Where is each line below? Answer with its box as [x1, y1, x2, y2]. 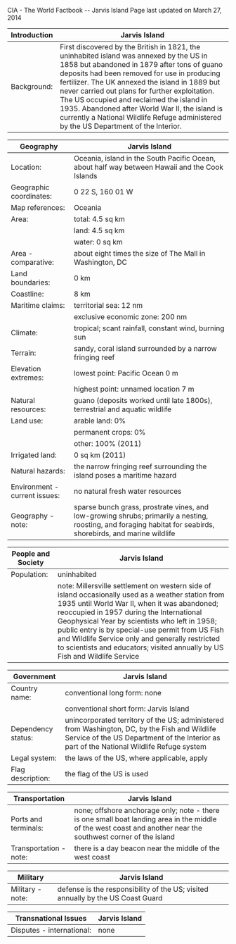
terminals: [11, 824, 44, 833]
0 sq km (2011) [73, 450, 126, 460]
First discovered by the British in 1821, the [59, 42, 201, 51]
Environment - [11, 482, 60, 492]
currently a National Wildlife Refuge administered [59, 113, 222, 122]
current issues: [11, 491, 60, 500]
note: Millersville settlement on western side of [57, 581, 212, 590]
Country [11, 683, 38, 693]
